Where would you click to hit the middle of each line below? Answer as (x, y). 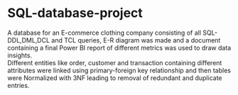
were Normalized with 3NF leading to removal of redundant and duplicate (115, 78)
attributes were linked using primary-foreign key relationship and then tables (119, 70)
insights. (20, 55)
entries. (18, 85)
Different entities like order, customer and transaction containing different (115, 62)
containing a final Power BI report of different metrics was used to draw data (119, 47)
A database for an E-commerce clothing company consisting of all (104, 33)
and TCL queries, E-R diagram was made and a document (136, 40)
